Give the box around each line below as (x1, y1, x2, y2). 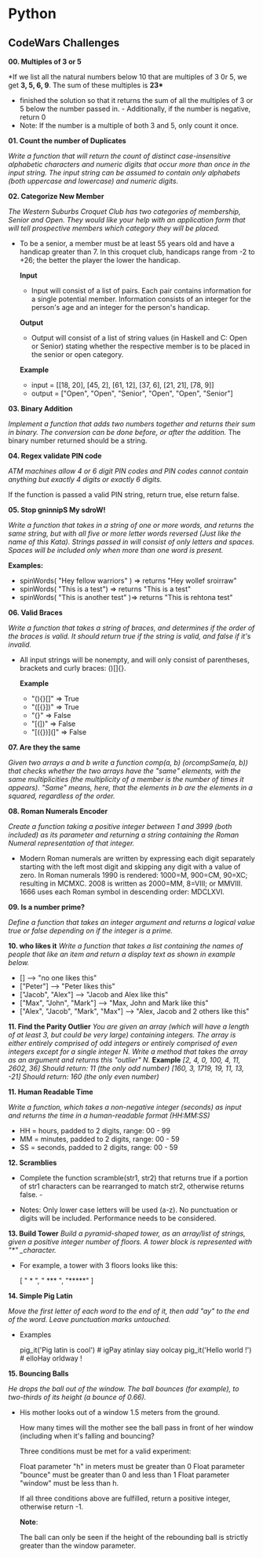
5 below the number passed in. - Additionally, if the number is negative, (19, 104, 251, 113)
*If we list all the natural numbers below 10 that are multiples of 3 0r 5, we (8, 72, 247, 81)
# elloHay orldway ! (19, 1354, 82, 1363)
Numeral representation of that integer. (8, 838, 135, 848)
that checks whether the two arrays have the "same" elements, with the (8, 766, 241, 775)
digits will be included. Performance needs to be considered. (19, 1214, 217, 1223)
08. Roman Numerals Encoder (8, 807, 108, 816)
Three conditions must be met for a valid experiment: (19, 1446, 192, 1456)
